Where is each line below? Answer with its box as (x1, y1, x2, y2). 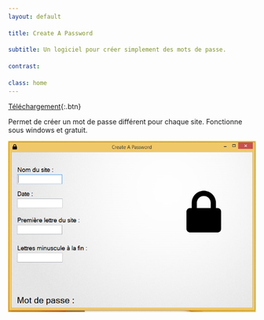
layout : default (8, 13, 61, 20)
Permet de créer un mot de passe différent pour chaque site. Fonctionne (8, 116, 243, 126)
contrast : (8, 63, 41, 71)
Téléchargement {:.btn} (8, 101, 82, 111)
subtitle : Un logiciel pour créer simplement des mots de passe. (8, 46, 226, 54)
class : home (8, 79, 47, 86)
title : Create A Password (8, 29, 93, 37)
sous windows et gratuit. (8, 125, 88, 134)
